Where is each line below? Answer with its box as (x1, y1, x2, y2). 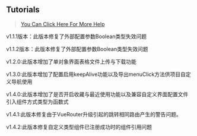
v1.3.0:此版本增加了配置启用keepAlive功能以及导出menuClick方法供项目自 (6, 71, 186, 78)
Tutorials (6, 5, 40, 15)
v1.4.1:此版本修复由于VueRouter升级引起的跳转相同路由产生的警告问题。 (6, 110, 182, 118)
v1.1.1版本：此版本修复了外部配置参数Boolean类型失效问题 (6, 33, 147, 40)
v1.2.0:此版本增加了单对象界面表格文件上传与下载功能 (6, 58, 136, 65)
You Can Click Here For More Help (20, 20, 105, 27)
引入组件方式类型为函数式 (6, 98, 69, 105)
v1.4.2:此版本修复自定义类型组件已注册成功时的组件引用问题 (6, 123, 152, 130)
